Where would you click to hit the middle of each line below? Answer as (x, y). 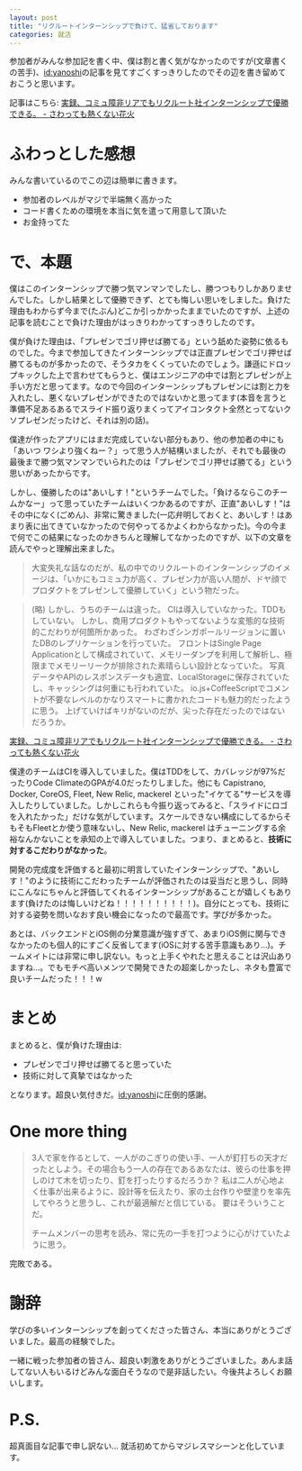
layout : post (34, 18)
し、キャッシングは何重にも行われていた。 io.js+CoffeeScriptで (148, 688)
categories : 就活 (40, 34)
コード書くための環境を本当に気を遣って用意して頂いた (124, 211)
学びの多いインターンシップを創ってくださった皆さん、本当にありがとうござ (151, 1330)
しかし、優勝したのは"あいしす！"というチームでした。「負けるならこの (141, 493)
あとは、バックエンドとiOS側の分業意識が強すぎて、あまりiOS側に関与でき (148, 934)
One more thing (68, 1132)
